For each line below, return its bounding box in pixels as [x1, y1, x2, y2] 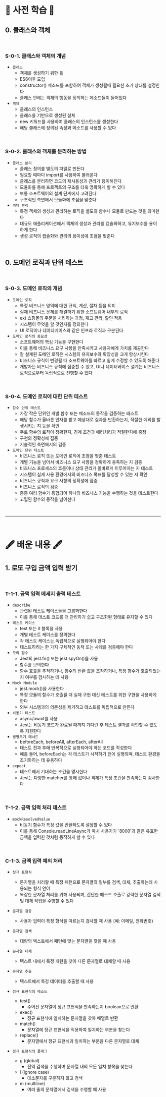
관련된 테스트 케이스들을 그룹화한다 [19, 608, 87, 614]
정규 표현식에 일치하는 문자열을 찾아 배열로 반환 [27, 1015, 119, 1021]
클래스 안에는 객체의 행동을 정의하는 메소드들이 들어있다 [19, 95, 127, 101]
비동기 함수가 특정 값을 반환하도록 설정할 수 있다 [19, 821, 112, 828]
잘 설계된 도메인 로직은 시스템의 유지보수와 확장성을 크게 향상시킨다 [19, 351, 149, 357]
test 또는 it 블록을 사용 [19, 626, 63, 632]
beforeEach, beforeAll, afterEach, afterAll [19, 739, 103, 745]
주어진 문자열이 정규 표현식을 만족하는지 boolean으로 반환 [27, 1003, 139, 1009]
